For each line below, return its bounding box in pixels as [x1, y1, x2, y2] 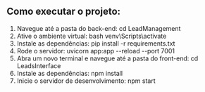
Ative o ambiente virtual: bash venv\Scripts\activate [16, 32, 167, 40]
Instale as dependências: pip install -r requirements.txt [16, 39, 175, 48]
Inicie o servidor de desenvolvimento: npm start [16, 77, 156, 85]
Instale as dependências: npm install [16, 69, 123, 77]
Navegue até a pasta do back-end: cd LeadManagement [16, 24, 181, 32]
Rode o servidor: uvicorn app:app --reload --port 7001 [16, 46, 175, 55]
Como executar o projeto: [6, 6, 121, 18]
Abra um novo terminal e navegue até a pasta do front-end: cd [16, 54, 199, 63]
